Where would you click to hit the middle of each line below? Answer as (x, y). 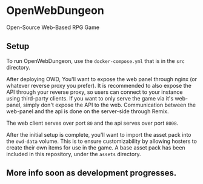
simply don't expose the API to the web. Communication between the (109, 105)
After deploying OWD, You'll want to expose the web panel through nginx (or (102, 79)
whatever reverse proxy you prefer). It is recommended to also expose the (99, 85)
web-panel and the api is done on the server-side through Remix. (88, 111)
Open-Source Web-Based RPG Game (53, 27)
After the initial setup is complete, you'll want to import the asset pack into (99, 134)
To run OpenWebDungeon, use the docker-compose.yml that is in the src (95, 61)
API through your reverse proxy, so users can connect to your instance (95, 92)
